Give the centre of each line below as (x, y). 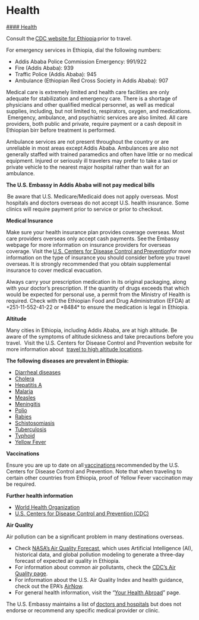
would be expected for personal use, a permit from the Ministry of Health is (98, 294)
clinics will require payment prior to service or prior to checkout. (85, 209)
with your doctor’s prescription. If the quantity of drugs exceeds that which (98, 288)
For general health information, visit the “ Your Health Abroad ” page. (98, 592)
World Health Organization (47, 507)
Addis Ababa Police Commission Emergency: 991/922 (80, 61)
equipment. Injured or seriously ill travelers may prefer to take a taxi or (92, 160)
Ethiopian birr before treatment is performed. (61, 130)
